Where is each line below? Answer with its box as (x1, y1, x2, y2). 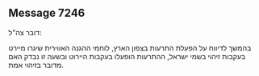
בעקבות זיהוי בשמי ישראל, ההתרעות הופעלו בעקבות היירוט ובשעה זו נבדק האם (8, 51, 246, 61)
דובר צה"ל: (8, 27, 42, 37)
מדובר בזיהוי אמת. (8, 60, 65, 70)
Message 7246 (8, 6, 86, 20)
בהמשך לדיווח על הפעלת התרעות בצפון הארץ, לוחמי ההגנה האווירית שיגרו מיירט (8, 43, 252, 53)
